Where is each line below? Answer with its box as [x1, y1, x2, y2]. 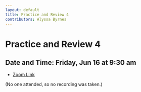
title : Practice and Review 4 [5, 12, 69, 17]
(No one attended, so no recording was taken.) [5, 81, 103, 87]
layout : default [5, 7, 39, 13]
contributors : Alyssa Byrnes [5, 17, 67, 22]
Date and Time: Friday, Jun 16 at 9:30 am [5, 58, 136, 67]
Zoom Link [12, 71, 35, 78]
